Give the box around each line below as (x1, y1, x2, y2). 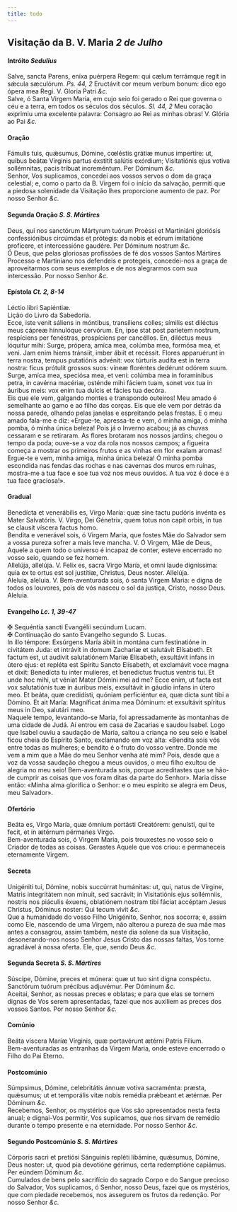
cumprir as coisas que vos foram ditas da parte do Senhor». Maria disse (16, 773, 227, 782)
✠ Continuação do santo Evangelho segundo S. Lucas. (7, 631, 167, 639)
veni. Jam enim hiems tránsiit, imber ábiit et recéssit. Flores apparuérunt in (7, 348, 225, 357)
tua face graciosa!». (7, 476, 66, 485)
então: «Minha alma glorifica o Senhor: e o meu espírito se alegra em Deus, (7, 781, 227, 789)
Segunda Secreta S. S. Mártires (7, 959, 101, 967)
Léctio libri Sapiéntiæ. (7, 303, 71, 311)
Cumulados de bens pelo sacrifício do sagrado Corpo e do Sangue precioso (7, 1176, 229, 1184)
